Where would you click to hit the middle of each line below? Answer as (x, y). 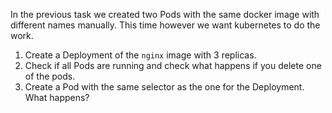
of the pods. (50, 76)
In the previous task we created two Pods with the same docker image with (165, 14)
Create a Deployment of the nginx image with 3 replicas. (140, 55)
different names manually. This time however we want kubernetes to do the (165, 25)
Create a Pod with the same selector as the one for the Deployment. (164, 87)
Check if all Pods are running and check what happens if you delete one (173, 65)
